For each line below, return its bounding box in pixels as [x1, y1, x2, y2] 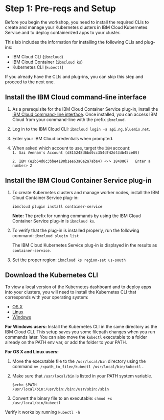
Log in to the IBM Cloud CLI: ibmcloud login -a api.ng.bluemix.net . [12, 126, 150, 132]
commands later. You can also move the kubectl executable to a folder [5, 334, 147, 340]
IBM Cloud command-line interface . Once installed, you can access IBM [12, 111, 158, 117]
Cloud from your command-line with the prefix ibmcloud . [12, 116, 126, 123]
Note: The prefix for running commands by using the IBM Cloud [12, 213, 141, 219]
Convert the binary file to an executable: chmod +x [12, 395, 113, 401]
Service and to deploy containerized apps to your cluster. [5, 29, 121, 35]
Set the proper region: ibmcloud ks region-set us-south [12, 257, 126, 263]
